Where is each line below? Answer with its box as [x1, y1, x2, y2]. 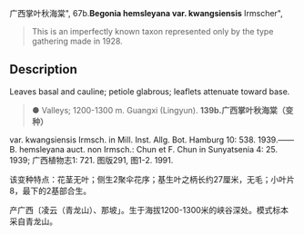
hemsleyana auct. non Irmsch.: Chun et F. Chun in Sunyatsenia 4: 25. [19, 143, 278, 154]
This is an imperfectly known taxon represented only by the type [31, 26, 274, 36]
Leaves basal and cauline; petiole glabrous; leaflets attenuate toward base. [9, 85, 290, 97]
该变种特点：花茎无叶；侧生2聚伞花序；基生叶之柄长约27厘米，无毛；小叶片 [9, 173, 295, 184]
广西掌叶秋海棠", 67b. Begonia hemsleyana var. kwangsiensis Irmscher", [9, 8, 284, 18]
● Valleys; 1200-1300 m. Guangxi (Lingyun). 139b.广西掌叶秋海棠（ [31, 104, 286, 115]
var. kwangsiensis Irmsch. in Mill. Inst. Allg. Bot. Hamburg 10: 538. [9, 134, 257, 145]
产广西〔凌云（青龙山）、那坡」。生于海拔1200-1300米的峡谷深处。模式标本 [9, 204, 289, 215]
